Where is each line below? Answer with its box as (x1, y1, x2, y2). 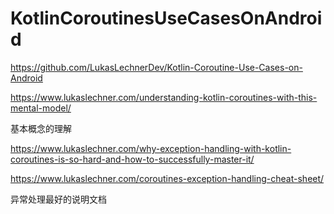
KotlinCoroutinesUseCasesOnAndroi (10, 7, 323, 30)
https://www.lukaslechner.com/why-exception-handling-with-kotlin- (10, 142, 292, 154)
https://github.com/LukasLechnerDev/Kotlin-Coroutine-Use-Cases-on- (10, 61, 303, 73)
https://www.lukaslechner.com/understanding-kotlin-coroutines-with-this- (10, 91, 318, 103)
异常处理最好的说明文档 (10, 193, 107, 205)
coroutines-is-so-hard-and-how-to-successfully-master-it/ (10, 153, 255, 165)
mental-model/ (10, 102, 72, 114)
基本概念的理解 (10, 122, 72, 134)
